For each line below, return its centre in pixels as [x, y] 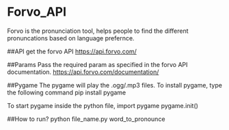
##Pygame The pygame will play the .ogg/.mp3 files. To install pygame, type [114, 85]
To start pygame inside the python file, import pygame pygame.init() [103, 105]
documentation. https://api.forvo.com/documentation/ [83, 72]
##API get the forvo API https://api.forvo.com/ [72, 51]
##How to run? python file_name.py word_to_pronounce [86, 119]
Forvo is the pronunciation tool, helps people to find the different [98, 31]
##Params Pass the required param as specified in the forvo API [97, 64]
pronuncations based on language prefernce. [71, 38]
